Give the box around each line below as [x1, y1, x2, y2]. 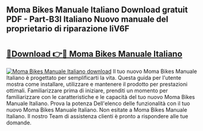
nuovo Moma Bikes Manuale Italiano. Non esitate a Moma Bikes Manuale [6, 106, 188, 113]
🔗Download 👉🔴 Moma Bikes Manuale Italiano [6, 48, 183, 59]
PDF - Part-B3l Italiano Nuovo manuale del [6, 14, 168, 25]
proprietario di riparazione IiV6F [6, 24, 130, 34]
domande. [6, 119, 32, 126]
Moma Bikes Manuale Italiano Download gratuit [6, 5, 188, 15]
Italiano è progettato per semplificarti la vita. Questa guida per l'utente [6, 74, 182, 81]
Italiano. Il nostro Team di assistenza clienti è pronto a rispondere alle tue [6, 113, 189, 120]
